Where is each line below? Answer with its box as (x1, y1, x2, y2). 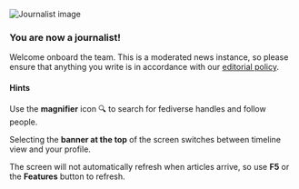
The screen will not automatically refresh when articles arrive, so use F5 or (9, 161, 290, 172)
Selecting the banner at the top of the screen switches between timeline (9, 134, 282, 144)
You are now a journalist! (9, 31, 121, 44)
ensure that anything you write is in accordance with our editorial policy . (9, 62, 280, 73)
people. (9, 116, 38, 127)
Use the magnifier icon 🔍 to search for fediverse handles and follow (9, 103, 266, 114)
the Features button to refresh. (9, 171, 125, 182)
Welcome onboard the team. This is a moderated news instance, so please (9, 52, 289, 63)
